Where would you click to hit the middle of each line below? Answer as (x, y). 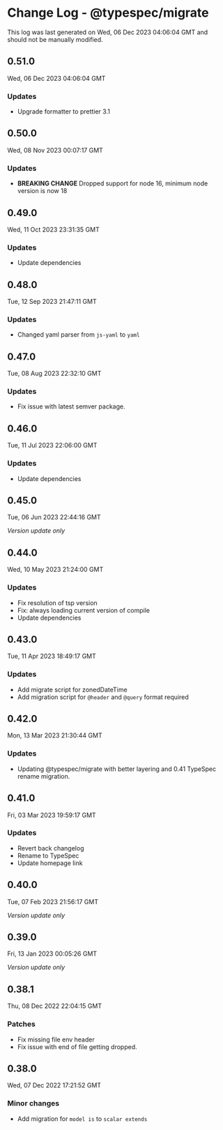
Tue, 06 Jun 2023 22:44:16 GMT (54, 517)
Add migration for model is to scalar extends (82, 1118)
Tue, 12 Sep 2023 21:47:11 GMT (52, 302)
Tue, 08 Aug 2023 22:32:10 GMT (54, 374)
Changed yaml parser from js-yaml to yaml (78, 335)
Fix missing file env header (56, 1039)
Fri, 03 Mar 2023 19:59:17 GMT (52, 815)
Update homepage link (50, 863)
